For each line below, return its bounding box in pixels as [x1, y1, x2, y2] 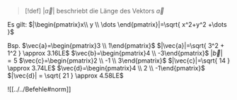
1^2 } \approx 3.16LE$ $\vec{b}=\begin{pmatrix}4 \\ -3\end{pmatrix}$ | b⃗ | [7, 49, 223, 57]
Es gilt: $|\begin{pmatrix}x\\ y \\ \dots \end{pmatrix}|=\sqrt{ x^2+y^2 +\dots [7, 20, 228, 28]
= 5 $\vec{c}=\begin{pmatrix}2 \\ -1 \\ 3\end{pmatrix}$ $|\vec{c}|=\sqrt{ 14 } [7, 56, 231, 65]
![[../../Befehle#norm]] [7, 85, 71, 93]
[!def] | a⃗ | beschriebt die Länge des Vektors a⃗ [24, 7, 165, 15]
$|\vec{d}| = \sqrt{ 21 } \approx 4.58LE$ [7, 71, 124, 80]
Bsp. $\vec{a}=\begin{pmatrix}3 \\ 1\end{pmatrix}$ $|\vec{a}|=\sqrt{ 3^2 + [7, 42, 225, 49]
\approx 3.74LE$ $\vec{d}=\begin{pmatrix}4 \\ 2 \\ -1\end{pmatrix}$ [7, 64, 205, 72]
